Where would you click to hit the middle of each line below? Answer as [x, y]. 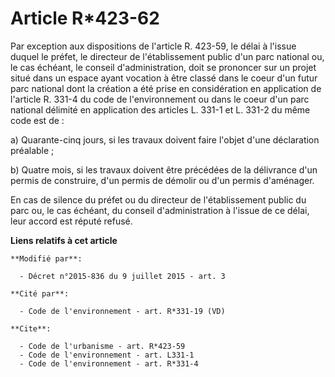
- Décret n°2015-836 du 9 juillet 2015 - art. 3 [122, 276]
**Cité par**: [40, 293]
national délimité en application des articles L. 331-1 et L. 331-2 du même [160, 109]
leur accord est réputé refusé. [71, 221]
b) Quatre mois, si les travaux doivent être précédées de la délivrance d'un [164, 169]
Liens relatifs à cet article [64, 240]
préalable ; [32, 150]
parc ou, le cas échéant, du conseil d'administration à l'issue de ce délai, [160, 210]
